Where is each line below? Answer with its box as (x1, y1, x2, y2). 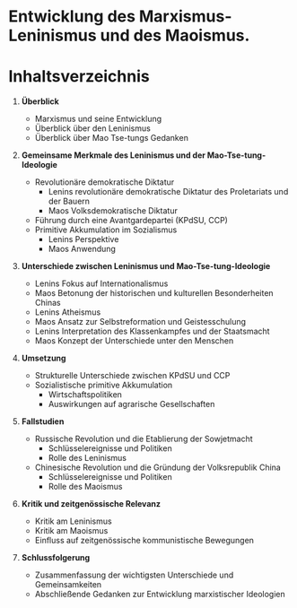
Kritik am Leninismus (34, 516, 113, 526)
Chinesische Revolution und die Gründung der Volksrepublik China (34, 462, 282, 473)
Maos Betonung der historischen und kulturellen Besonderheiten (34, 288, 275, 299)
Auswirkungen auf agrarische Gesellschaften (48, 399, 215, 410)
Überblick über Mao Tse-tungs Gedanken (34, 133, 189, 143)
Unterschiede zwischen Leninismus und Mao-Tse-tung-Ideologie (21, 261, 271, 272)
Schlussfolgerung (21, 552, 91, 563)
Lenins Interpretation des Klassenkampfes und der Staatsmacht (34, 326, 270, 337)
